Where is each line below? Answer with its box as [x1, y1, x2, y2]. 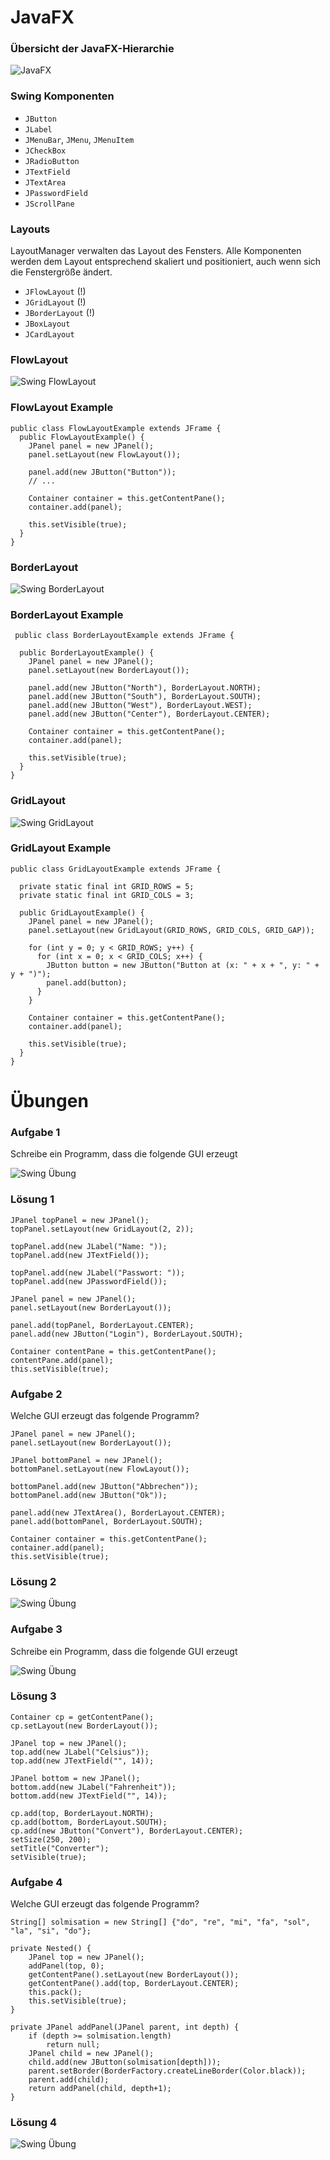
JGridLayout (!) [24, 296, 87, 308]
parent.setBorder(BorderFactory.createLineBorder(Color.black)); [28, 2066, 307, 2076]
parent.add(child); [28, 2075, 110, 2085]
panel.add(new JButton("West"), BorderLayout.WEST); [28, 701, 253, 711]
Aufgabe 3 [10, 1622, 63, 1636]
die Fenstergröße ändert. [10, 266, 113, 278]
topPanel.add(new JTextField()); [10, 1250, 150, 1260]
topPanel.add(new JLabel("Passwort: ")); [10, 1267, 186, 1278]
